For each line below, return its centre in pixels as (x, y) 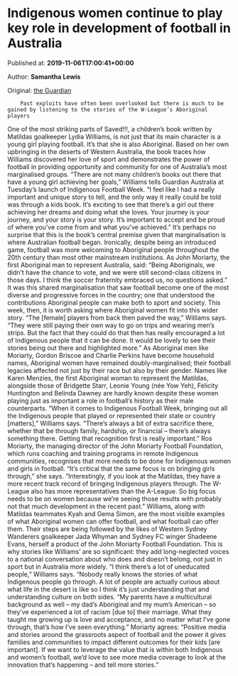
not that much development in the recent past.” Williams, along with (106, 506)
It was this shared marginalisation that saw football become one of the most (118, 287)
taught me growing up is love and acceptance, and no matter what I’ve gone (119, 619)
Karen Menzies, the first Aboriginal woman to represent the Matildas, (108, 378)
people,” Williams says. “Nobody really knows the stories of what (103, 574)
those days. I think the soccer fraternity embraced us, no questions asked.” (118, 280)
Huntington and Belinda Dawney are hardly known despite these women (113, 393)
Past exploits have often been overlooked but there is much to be (122, 103)
